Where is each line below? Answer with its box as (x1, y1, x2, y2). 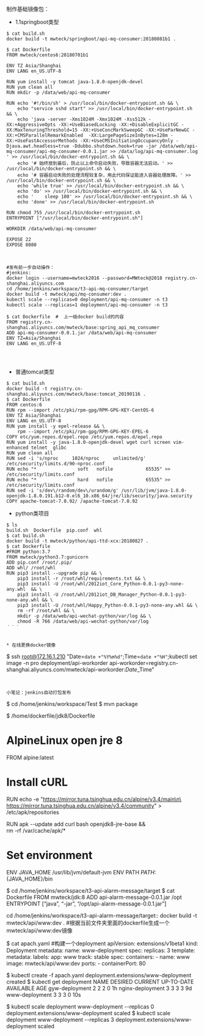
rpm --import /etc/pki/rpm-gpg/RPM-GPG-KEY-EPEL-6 (17, 429, 149, 435)
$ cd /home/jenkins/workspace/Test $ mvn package (6, 700, 139, 707)
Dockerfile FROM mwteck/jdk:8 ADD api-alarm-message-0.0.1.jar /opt (6, 893, 182, 901)
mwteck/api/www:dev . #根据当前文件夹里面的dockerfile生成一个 (6, 919, 170, 926)
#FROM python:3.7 (6, 549, 51, 555)
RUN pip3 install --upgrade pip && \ (6, 570, 103, 576)
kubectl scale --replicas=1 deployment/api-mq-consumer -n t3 (6, 302, 168, 308)
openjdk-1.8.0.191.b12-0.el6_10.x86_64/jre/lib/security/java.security (6, 493, 192, 499)
